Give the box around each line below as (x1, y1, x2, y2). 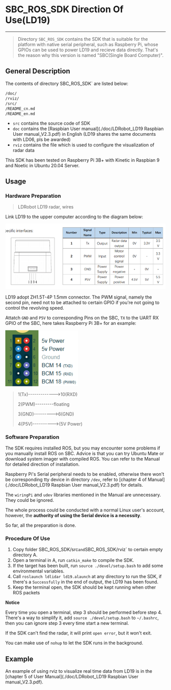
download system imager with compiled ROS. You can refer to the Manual (5, 456, 160, 462)
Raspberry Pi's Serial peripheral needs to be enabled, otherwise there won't (5, 471, 164, 477)
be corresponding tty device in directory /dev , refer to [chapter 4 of (5, 476, 147, 483)
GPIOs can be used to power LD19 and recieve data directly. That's (17, 47, 159, 53)
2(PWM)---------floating (17, 401, 70, 407)
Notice (5, 599, 20, 606)
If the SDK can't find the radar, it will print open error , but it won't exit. (5, 630, 152, 636)
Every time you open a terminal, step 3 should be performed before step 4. (5, 609, 162, 616)
